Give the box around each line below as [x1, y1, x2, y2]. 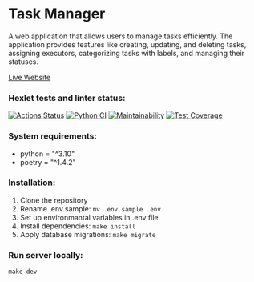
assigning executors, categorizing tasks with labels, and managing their [8, 48, 245, 58]
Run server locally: [8, 249, 83, 260]
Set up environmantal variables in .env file [19, 212, 159, 222]
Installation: [8, 177, 56, 188]
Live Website [8, 72, 51, 82]
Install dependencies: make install [19, 221, 136, 231]
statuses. [8, 57, 38, 66]
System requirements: [8, 131, 98, 142]
